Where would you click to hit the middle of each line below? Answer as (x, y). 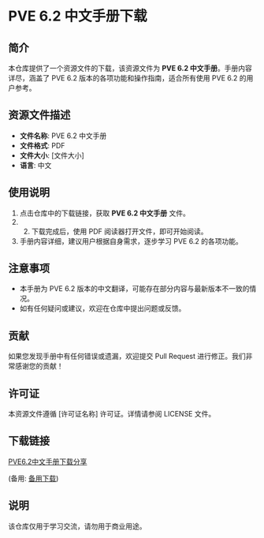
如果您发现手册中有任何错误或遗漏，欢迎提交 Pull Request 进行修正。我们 (127, 357)
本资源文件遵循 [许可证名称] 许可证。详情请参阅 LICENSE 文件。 (112, 414)
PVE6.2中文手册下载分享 (48, 461)
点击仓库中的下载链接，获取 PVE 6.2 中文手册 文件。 (105, 213)
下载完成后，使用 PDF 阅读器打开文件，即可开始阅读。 (119, 231)
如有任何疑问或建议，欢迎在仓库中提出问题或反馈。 (102, 308)
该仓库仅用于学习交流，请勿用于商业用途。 (77, 526)
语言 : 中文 (35, 165)
